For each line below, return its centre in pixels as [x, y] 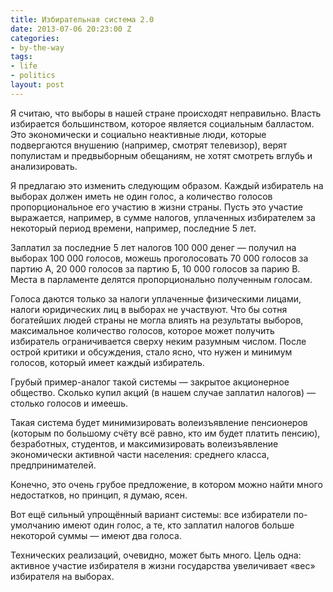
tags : [21, 57]
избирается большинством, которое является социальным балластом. [162, 123]
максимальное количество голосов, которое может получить [142, 330]
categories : [35, 38]
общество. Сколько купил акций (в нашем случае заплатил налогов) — [163, 392]
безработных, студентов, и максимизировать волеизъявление [144, 443]
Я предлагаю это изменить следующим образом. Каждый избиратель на [167, 185]
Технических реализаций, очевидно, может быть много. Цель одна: [156, 555]
